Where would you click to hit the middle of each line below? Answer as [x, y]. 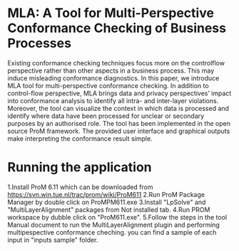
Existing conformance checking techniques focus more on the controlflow [116, 63]
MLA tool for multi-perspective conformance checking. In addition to [108, 85]
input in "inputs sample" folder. [53, 240]
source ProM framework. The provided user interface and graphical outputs [119, 131]
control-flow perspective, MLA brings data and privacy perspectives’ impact [119, 93]
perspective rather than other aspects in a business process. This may [111, 70]
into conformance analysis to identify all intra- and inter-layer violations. [113, 100]
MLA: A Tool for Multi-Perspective [111, 13]
